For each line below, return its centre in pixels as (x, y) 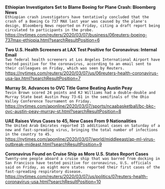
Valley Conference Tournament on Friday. (48, 101)
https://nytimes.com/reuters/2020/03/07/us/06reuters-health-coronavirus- (82, 73)
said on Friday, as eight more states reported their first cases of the (83, 167)
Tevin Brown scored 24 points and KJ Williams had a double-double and (80, 93)
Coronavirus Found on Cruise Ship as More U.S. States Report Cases (77, 154)
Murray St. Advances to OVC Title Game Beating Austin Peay (69, 88)
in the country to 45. (28, 134)
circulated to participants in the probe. (49, 30)
